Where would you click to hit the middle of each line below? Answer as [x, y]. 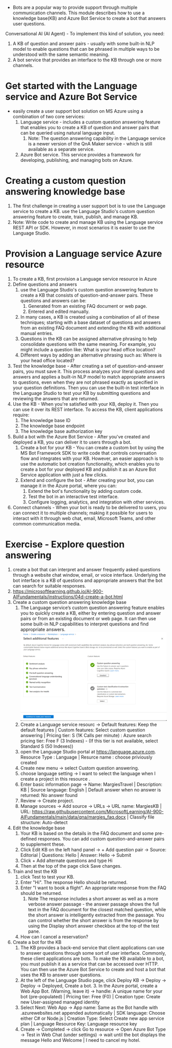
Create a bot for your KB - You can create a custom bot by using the [92, 447]
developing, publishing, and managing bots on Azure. [77, 160]
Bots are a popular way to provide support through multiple [75, 7]
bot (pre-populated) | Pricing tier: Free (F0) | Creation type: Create [90, 997]
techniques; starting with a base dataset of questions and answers [91, 322]
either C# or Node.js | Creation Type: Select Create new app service [92, 1018]
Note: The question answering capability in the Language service [97, 138]
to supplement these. [43, 844]
